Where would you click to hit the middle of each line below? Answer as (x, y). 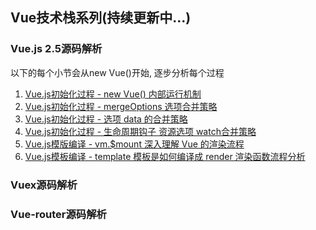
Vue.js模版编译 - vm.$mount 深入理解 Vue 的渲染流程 (134, 144)
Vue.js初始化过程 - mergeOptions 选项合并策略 (121, 106)
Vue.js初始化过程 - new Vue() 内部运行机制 (113, 94)
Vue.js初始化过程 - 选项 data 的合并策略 (106, 119)
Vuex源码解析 (44, 185)
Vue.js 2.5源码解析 (56, 49)
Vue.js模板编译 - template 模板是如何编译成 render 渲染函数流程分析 (165, 156)
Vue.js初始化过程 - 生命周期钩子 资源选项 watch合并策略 (140, 131)
